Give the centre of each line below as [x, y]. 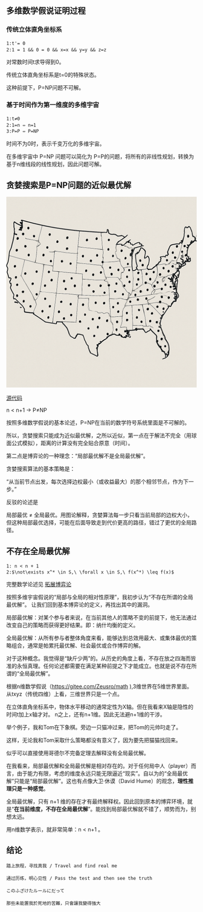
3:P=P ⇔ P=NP [23, 131]
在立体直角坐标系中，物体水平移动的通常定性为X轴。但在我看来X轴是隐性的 [100, 707]
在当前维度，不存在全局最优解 [51, 809]
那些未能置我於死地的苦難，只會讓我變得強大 [53, 903]
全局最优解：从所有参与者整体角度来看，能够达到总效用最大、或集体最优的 [99, 638]
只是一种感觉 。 [30, 788]
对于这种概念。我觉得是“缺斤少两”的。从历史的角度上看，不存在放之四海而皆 [101, 658]
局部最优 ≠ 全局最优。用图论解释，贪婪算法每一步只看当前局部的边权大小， [100, 515]
